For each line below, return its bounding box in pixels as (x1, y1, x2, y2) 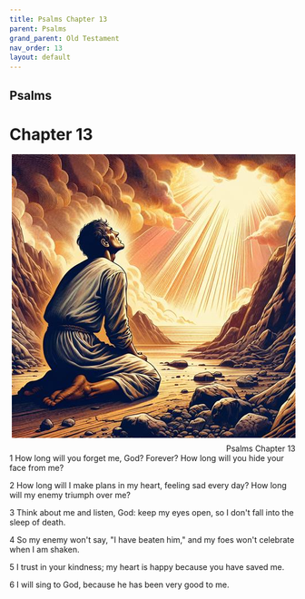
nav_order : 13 (9, 44, 64, 53)
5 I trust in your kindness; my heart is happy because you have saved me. (9, 562, 285, 573)
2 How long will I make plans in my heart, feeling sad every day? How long (9, 480, 288, 491)
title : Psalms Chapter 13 (9, 15, 107, 24)
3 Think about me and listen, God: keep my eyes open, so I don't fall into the (9, 507, 294, 518)
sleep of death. (9, 517, 66, 528)
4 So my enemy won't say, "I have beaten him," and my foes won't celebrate (9, 535, 295, 545)
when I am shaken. (9, 545, 80, 555)
